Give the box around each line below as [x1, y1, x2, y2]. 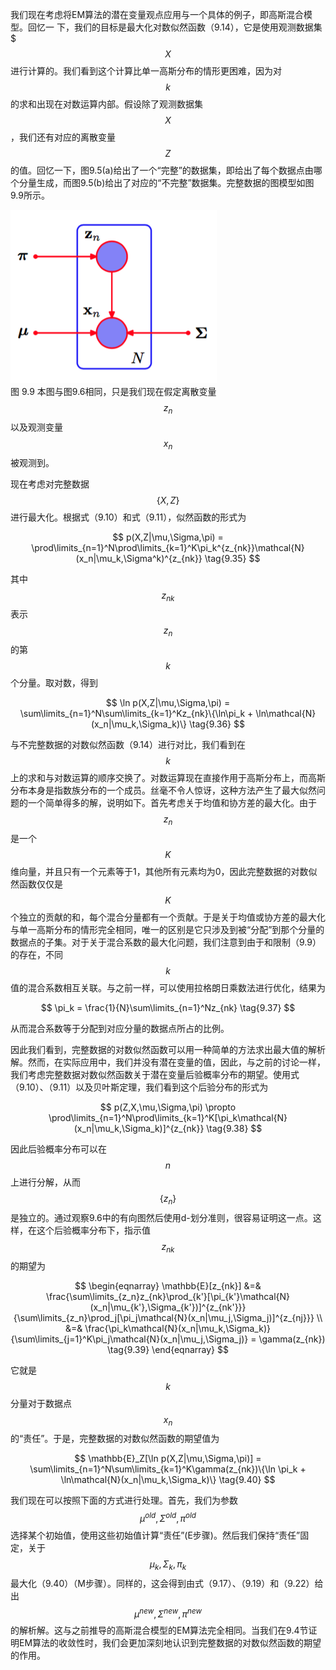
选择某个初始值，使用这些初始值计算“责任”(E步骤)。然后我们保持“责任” [10, 1529, 301, 1542]
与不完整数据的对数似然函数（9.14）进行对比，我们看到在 [10, 739, 246, 751]
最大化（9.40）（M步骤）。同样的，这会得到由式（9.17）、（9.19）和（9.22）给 [10, 1577, 324, 1589]
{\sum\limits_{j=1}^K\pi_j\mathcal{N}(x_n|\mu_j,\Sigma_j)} [10, 1333, 249, 1345]
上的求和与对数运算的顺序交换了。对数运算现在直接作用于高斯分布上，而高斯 [10, 772, 326, 784]
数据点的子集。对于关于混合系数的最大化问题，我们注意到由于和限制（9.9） [10, 936, 322, 948]
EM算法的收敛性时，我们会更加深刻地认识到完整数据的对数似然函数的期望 [18, 1637, 322, 1649]
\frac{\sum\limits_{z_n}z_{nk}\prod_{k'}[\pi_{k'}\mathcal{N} [45, 1290, 291, 1302]
